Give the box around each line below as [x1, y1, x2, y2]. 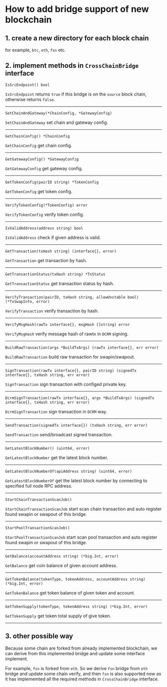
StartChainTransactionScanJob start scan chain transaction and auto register [5, 506, 162, 512]
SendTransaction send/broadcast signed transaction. [5, 431, 113, 437]
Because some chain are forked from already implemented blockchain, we [5, 645, 158, 651]
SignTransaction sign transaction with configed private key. [5, 381, 127, 387]
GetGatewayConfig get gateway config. [5, 165, 83, 171]
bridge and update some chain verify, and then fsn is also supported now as [5, 671, 162, 677]
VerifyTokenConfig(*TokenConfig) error [5, 202, 88, 207]
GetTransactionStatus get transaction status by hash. [5, 280, 114, 287]
